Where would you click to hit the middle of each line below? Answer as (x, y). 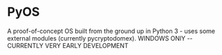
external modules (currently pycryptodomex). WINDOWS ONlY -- (100, 38)
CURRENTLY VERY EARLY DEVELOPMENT (68, 45)
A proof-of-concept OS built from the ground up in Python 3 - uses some (111, 31)
